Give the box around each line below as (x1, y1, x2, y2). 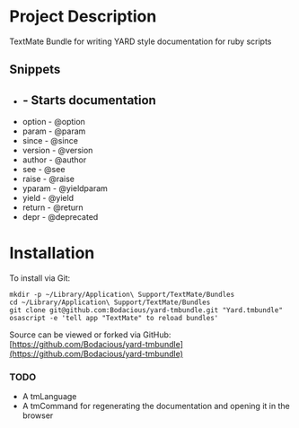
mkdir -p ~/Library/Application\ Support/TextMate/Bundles (9, 290, 235, 300)
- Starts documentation (22, 92, 157, 108)
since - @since (22, 135, 79, 146)
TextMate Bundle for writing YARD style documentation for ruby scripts (9, 36, 272, 47)
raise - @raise (22, 173, 75, 185)
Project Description (9, 6, 157, 27)
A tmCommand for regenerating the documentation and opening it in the (22, 401, 290, 412)
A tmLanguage (22, 391, 77, 402)
